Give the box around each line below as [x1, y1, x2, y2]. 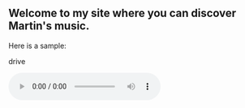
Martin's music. [8, 19, 90, 33]
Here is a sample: [8, 41, 67, 50]
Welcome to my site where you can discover [8, 6, 237, 20]
